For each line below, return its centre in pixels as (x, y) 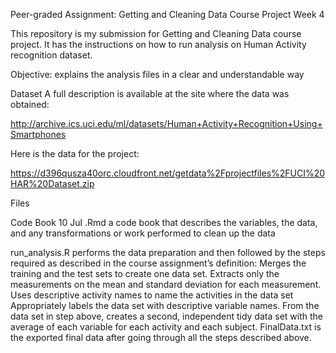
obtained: (30, 104)
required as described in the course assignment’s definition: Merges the (158, 263)
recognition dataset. (51, 55)
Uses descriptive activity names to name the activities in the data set (152, 295)
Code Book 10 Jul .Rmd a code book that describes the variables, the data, (164, 222)
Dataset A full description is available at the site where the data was (150, 93)
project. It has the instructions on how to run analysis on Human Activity (158, 44)
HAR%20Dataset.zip (52, 183)
